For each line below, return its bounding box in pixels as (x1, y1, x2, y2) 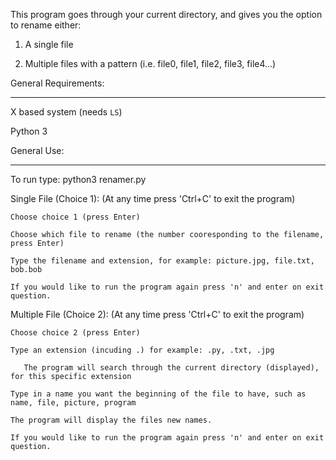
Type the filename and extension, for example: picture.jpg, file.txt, (10, 256, 315, 266)
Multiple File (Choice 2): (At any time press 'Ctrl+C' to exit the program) (10, 309, 305, 320)
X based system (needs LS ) (10, 106, 123, 118)
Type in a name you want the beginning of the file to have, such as (10, 389, 307, 399)
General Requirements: (10, 77, 105, 89)
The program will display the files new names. (10, 415, 213, 425)
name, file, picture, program (10, 398, 137, 408)
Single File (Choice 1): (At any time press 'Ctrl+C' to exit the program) (10, 193, 296, 204)
